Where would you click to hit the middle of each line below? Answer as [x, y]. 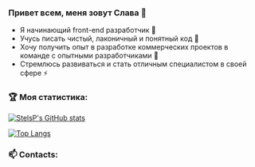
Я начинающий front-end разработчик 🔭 [88, 30]
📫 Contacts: [33, 154]
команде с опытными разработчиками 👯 [89, 56]
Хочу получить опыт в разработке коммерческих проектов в [124, 47]
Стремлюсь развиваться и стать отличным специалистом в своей [133, 64]
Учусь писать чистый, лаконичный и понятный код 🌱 [109, 38]
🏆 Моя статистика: [48, 97]
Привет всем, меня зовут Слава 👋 [77, 13]
